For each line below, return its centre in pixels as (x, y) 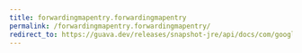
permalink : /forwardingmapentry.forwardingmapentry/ (110, 26)
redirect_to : (34, 34)
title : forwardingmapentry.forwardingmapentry (98, 18)
